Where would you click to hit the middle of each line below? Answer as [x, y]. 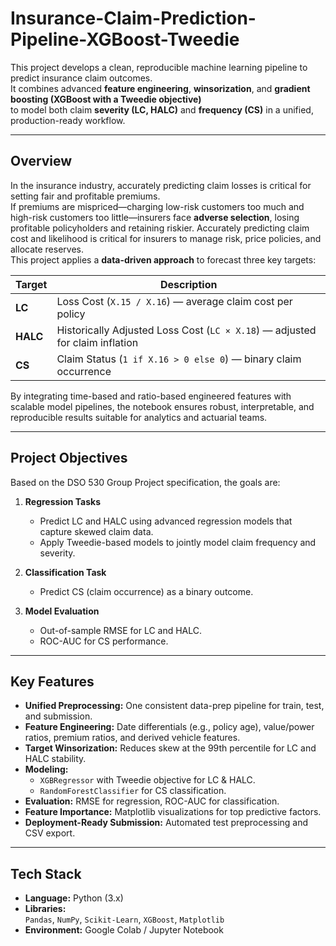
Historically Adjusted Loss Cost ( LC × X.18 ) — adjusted [186, 330]
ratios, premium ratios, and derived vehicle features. [132, 738]
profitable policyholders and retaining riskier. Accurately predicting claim [160, 228]
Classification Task [65, 572]
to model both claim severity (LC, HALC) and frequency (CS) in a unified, [162, 109]
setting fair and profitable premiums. [85, 196]
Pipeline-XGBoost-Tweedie [125, 39]
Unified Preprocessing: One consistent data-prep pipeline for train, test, [174, 706]
